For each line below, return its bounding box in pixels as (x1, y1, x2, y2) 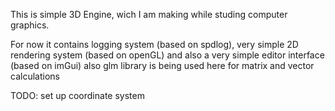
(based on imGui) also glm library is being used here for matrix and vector (10, 60, 315, 71)
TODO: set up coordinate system (10, 90, 145, 101)
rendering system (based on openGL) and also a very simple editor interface (10, 49, 325, 61)
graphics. (10, 19, 50, 31)
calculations (10, 70, 60, 82)
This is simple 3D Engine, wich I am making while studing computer (10, 9, 288, 20)
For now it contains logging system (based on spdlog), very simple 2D (10, 39, 299, 50)
